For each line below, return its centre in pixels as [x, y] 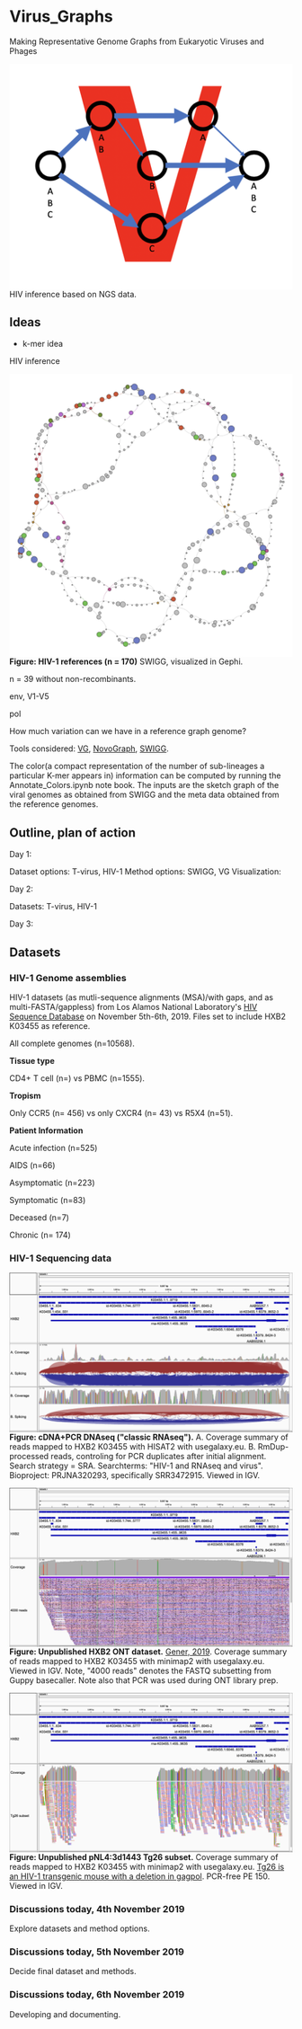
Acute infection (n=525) [53, 1147]
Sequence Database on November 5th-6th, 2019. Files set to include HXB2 [147, 1016]
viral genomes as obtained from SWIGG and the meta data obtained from [145, 795]
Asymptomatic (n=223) [53, 1183]
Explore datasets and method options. [80, 1928]
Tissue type [32, 1060]
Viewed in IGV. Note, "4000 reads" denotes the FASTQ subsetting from [141, 1671]
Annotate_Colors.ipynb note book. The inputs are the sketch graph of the [144, 785]
